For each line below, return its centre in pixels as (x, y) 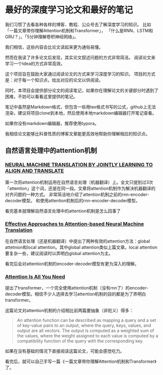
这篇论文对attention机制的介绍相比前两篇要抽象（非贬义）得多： (69, 311)
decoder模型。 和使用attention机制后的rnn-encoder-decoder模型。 (72, 200)
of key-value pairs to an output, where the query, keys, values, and (84, 326)
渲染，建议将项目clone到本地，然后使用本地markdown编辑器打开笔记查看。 (81, 113)
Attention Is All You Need (35, 276)
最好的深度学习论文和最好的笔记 (69, 10)
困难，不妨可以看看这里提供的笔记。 (41, 96)
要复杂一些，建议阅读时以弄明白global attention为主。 (59, 253)
